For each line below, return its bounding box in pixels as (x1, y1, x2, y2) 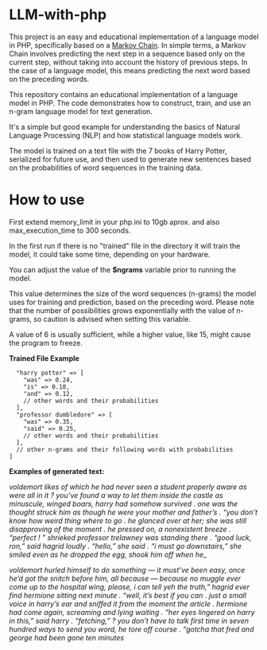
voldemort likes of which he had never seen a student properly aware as (9, 482, 247, 491)
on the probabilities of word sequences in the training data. (9, 162, 203, 172)
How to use (9, 191, 85, 209)
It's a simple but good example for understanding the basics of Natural (9, 122, 241, 131)
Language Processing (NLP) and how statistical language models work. (9, 130, 243, 140)
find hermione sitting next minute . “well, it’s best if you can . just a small (9, 590, 247, 600)
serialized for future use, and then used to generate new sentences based (9, 154, 252, 164)
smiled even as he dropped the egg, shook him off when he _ (9, 550, 207, 559)
